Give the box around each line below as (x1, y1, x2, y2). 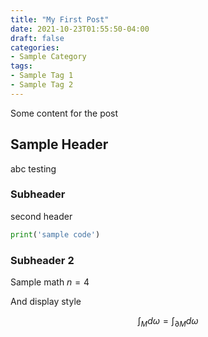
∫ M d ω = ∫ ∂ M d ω (137, 315, 199, 329)
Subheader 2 (10, 253, 75, 267)
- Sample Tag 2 (10, 80, 74, 90)
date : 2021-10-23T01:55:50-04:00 (10, 24, 150, 34)
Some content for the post (10, 107, 119, 119)
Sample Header (10, 136, 109, 153)
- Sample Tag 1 (10, 71, 74, 81)
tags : (10, 61, 33, 71)
